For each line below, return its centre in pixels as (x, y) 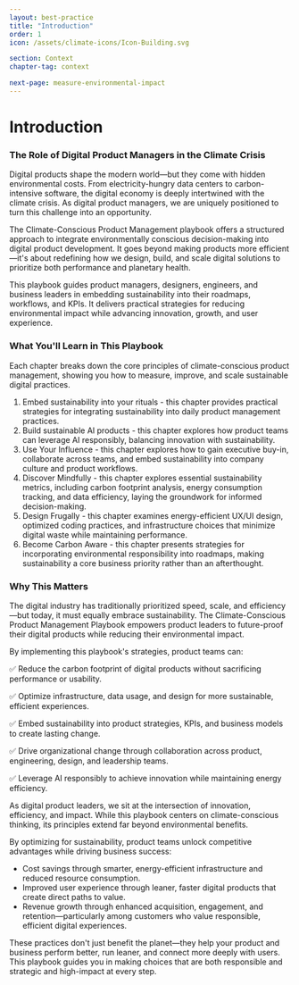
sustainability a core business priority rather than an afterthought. (143, 563)
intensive (26, 194)
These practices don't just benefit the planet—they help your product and (145, 942)
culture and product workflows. (80, 468)
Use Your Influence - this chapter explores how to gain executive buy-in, (155, 449)
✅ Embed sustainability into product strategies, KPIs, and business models (146, 723)
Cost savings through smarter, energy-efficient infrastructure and (142, 868)
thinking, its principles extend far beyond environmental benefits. (129, 824)
